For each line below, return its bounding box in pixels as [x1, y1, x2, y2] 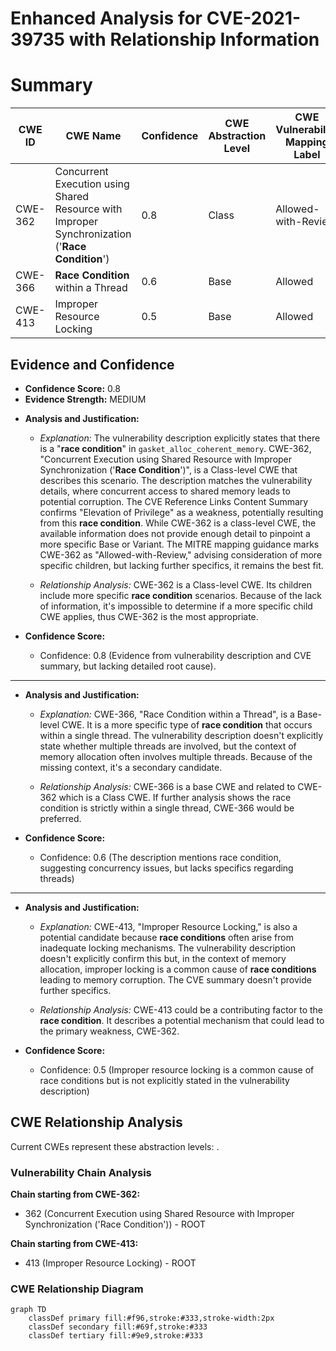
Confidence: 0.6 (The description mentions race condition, [39, 851, 282, 863]
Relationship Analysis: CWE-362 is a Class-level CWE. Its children [39, 578, 313, 591]
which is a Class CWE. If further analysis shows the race [58, 791, 292, 803]
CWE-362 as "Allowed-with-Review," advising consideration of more [39, 548, 323, 561]
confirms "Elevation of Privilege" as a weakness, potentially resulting [39, 506, 324, 518]
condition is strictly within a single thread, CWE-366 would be [39, 802, 295, 814]
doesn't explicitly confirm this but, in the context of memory [39, 952, 287, 964]
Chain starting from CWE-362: [10, 1188, 141, 1201]
